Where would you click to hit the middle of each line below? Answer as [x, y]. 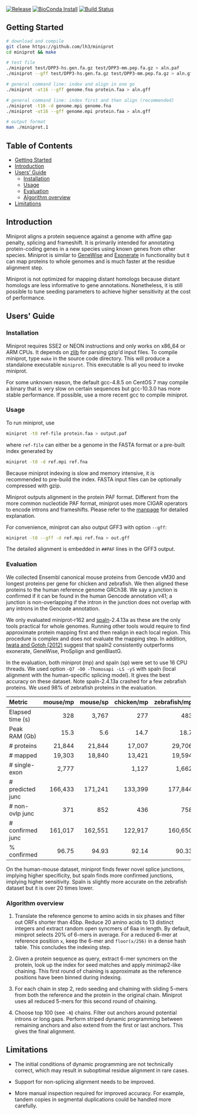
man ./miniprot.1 [27, 127]
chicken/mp [131, 702]
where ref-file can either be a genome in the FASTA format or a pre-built [96, 445]
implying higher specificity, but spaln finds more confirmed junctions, [90, 875]
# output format [26, 122]
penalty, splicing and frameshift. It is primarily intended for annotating [90, 242]
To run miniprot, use [30, 422]
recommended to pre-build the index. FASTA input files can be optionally [94, 479]
